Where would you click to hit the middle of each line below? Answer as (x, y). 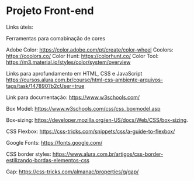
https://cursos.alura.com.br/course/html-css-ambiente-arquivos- (85, 80)
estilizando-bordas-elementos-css (48, 160)
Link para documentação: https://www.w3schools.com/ (73, 97)
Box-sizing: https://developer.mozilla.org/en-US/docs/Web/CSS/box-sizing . (97, 120)
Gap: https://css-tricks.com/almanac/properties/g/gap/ (72, 172)
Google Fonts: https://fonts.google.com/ (54, 142)
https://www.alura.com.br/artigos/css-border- (108, 154)
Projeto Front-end (50, 11)
